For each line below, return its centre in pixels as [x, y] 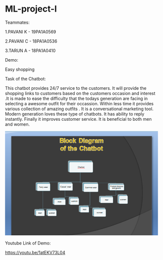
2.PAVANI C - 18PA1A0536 [31, 41]
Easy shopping [20, 69]
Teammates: [17, 22]
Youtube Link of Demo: [28, 243]
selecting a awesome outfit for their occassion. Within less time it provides [79, 103]
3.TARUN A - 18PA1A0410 [30, 50]
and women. [17, 124]
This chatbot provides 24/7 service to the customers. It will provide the [76, 88]
